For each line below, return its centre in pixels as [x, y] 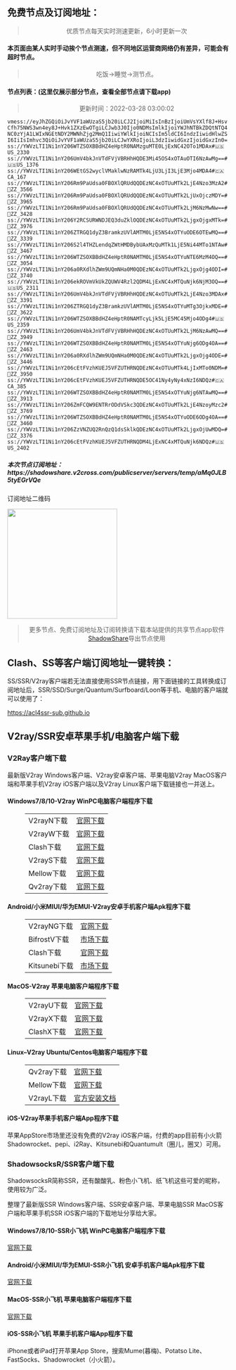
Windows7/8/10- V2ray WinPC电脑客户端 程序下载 [80, 801]
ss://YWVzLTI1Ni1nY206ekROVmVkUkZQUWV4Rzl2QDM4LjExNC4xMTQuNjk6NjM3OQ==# [118, 282]
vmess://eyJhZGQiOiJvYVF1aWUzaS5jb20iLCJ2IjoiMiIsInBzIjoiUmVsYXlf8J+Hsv [118, 122]
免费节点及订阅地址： [53, 13]
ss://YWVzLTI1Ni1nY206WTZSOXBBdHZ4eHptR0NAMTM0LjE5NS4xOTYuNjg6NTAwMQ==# [118, 393]
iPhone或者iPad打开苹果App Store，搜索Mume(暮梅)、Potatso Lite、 [106, 1350]
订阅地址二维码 [29, 499]
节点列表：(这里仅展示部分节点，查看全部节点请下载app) [89, 91]
